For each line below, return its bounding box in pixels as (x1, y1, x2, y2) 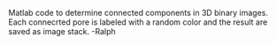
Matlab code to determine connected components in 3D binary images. (8, 8, 269, 18)
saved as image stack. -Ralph (8, 26, 116, 36)
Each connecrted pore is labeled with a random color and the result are (8, 17, 268, 27)
